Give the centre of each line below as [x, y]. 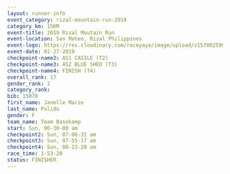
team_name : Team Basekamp [44, 122]
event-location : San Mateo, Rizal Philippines [75, 39]
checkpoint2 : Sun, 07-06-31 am [52, 134]
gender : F [21, 115]
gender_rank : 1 [29, 84]
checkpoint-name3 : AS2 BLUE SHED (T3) [62, 64]
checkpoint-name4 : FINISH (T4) [52, 71]
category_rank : [29, 90]
